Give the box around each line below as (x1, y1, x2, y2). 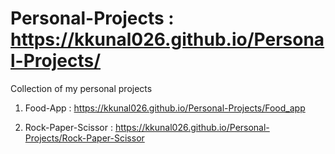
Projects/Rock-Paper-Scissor (24, 132, 145, 144)
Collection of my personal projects (10, 82, 153, 94)
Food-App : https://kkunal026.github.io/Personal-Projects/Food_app (24, 102, 306, 114)
